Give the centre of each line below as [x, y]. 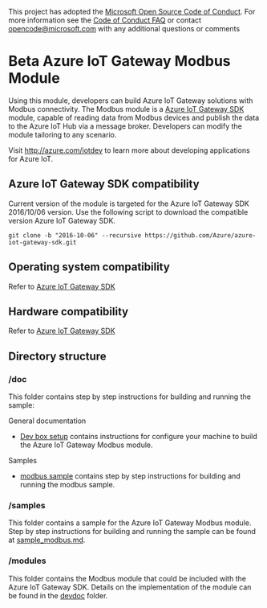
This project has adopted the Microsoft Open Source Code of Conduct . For [132, 12]
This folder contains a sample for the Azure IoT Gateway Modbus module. [130, 523]
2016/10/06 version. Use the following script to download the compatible [128, 212]
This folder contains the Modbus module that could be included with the [127, 578]
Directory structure [57, 356]
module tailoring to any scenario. [63, 134]
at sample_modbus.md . [47, 540]
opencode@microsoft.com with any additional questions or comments [124, 29]
